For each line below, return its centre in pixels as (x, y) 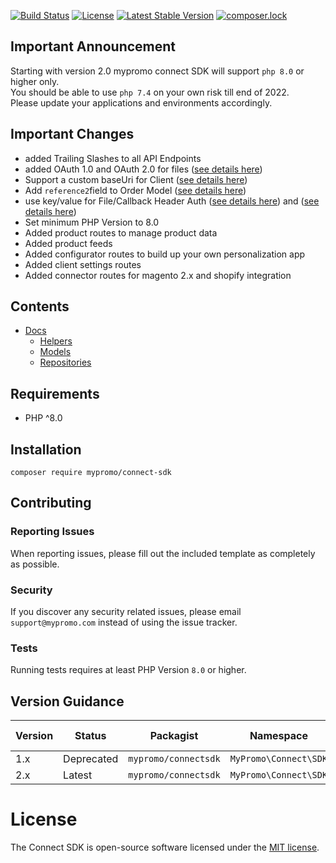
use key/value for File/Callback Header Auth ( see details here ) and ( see (172, 201)
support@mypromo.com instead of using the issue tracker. (124, 622)
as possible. (35, 564)
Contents (40, 306)
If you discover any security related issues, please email (126, 612)
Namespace (278, 736)
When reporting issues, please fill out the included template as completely (163, 553)
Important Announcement (93, 46)
